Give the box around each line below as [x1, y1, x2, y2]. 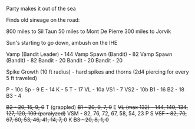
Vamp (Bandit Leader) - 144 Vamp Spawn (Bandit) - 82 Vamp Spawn [6, 51, 173, 58]
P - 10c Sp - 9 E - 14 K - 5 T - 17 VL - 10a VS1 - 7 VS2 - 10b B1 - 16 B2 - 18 [6, 86, 184, 93]
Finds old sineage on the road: [6, 16, 80, 23]
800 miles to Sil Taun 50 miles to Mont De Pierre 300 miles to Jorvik [6, 28, 171, 35]
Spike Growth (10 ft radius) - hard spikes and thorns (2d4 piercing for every [6, 68, 190, 75]
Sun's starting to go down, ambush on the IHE [6, 39, 118, 46]
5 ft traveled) [6, 75, 37, 81]
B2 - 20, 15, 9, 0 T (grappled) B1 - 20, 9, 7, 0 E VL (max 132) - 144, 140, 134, [6, 104, 189, 111]
